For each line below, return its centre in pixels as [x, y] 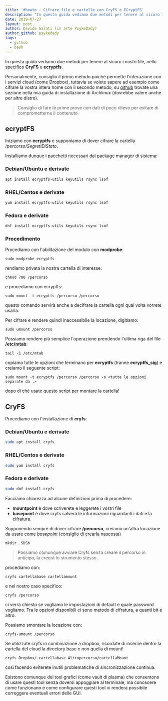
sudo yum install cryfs [30, 465]
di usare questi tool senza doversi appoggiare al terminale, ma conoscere [81, 682]
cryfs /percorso [22, 595]
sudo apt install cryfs [30, 442]
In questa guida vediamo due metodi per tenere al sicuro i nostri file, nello [81, 61]
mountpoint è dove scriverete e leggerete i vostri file [67, 508]
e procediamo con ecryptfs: [34, 287]
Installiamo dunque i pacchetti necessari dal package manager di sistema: [81, 156]
